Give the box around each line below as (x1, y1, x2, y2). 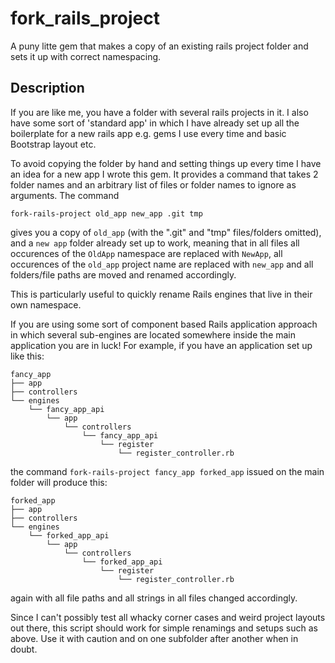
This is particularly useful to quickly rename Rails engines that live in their (10, 288, 313, 300)
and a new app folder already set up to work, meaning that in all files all (10, 237, 300, 249)
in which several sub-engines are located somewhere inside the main (10, 328, 297, 341)
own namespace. (10, 298, 82, 311)
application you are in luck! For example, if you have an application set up (10, 339, 313, 351)
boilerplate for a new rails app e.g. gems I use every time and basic (10, 127, 287, 139)
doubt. (10, 643, 38, 655)
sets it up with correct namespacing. (10, 50, 162, 62)
